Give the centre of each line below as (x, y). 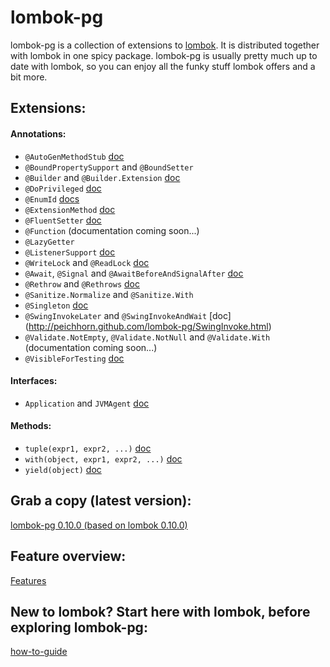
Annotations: (38, 133)
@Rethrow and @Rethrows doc (82, 283)
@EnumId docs (52, 198)
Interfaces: (34, 381)
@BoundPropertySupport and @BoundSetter (109, 167)
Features (28, 580)
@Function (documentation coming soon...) (112, 230)
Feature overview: (68, 556)
